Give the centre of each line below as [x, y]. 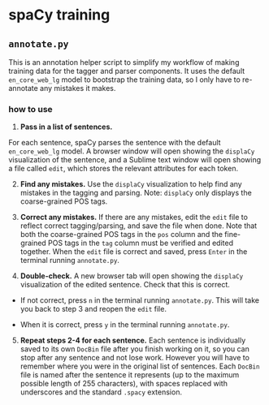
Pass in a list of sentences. [66, 127]
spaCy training [59, 15]
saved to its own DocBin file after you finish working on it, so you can [134, 349]
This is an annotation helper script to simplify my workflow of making [124, 62]
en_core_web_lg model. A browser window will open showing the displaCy [132, 151]
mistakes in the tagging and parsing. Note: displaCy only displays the [136, 193]
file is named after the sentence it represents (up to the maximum [130, 375]
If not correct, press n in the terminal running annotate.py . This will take [140, 300]
